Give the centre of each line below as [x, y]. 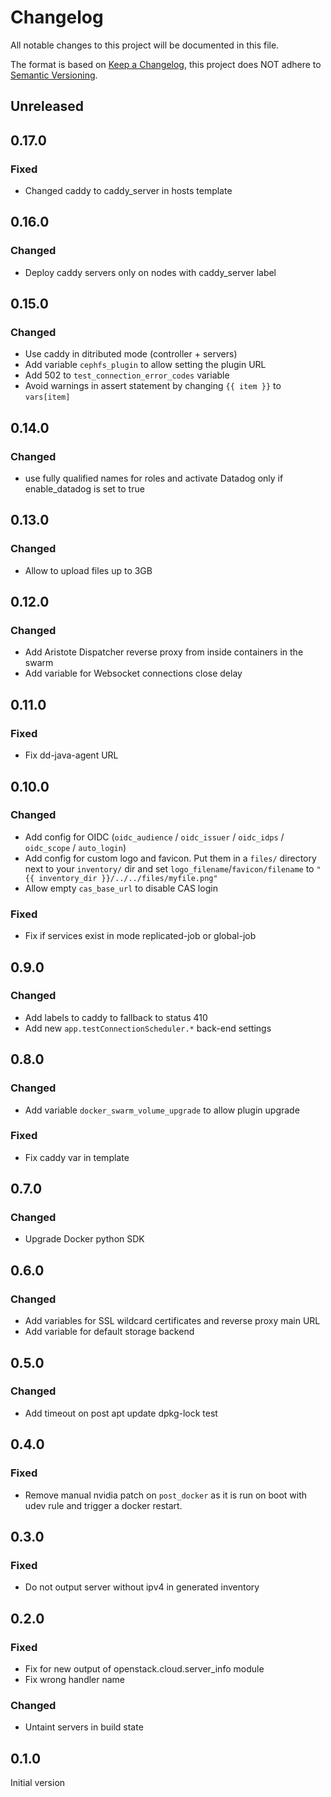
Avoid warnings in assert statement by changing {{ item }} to [153, 386]
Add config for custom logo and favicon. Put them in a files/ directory [170, 858]
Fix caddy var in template [77, 1157]
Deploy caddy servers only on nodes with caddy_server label [150, 272]
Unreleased [47, 106]
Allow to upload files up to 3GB [88, 570]
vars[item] [47, 397]
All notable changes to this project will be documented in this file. [145, 45]
